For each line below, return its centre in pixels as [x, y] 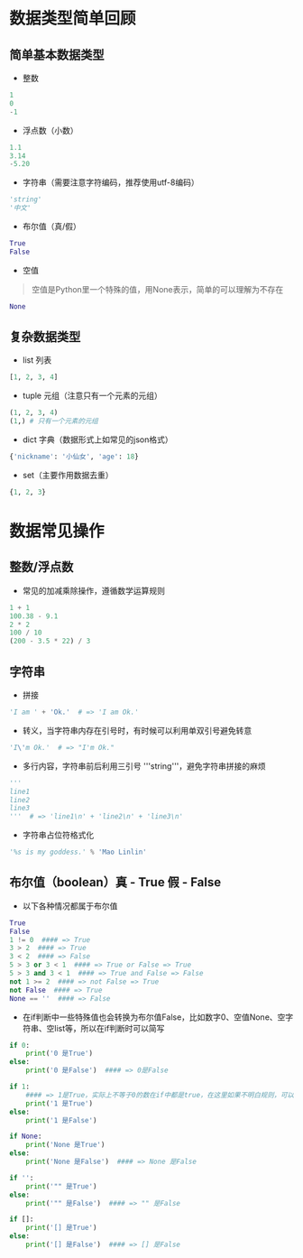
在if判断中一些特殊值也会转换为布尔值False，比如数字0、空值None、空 [154, 1017]
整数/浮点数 [41, 567]
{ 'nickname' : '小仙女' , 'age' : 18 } [74, 457]
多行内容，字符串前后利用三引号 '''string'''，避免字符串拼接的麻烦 [144, 766]
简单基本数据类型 [57, 55]
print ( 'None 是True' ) [65, 1145]
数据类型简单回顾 [73, 18]
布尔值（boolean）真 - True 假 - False [115, 882]
